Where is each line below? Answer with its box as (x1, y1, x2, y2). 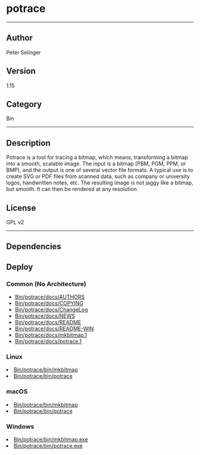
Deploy (6, 262, 33, 272)
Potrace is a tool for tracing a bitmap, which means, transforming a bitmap (6, 154, 189, 161)
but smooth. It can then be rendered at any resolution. (6, 186, 139, 193)
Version (6, 66, 36, 76)
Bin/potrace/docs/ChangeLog (14, 306, 88, 313)
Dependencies (6, 241, 61, 252)
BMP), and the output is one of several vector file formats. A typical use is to (6, 167, 193, 174)
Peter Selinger (6, 48, 42, 56)
